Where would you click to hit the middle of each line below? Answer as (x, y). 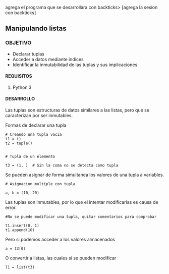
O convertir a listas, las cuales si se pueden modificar (61, 258)
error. (11, 208)
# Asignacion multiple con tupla (40, 184)
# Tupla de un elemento (30, 157)
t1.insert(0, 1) (22, 226)
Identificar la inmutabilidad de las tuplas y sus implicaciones (75, 65)
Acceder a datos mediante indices (48, 59)
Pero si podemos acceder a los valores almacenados (60, 240)
